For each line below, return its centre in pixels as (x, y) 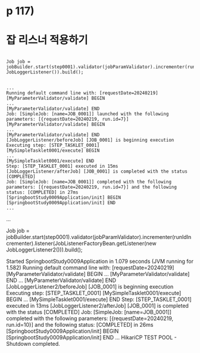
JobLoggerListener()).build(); (45, 72)
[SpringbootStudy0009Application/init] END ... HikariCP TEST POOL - (91, 337)
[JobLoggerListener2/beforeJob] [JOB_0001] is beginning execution (90, 287)
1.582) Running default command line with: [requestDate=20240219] (90, 268)
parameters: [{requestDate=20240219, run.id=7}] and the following (92, 187)
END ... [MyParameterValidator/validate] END (61, 280)
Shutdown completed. (33, 344)
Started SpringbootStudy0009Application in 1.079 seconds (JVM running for (100, 262)
